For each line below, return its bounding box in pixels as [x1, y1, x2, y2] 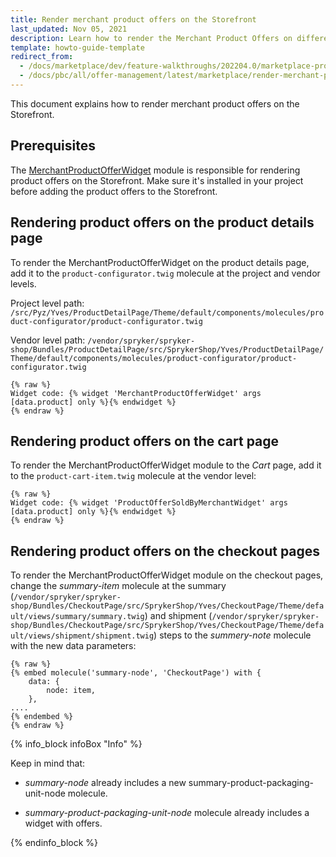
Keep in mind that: [10, 757, 86, 770]
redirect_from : [10, 52, 74, 62]
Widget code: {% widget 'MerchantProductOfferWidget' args [10, 388, 262, 398]
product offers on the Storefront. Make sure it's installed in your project [10, 174, 304, 186]
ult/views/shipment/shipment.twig [10, 631, 155, 641]
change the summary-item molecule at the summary [10, 580, 227, 592]
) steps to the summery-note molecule [153, 629, 312, 641]
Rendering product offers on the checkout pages [10, 542, 321, 560]
